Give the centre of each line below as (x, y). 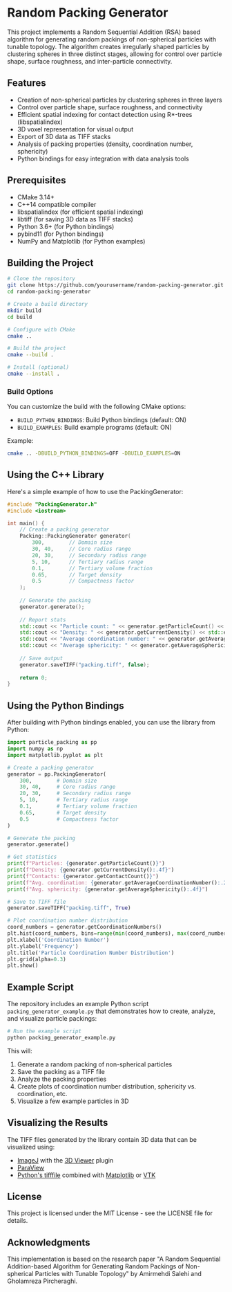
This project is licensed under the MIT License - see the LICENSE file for (110, 1213)
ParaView (31, 1167)
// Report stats (43, 620)
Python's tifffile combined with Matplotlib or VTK (86, 1175)
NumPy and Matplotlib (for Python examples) (81, 241)
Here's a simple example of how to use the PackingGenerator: (95, 491)
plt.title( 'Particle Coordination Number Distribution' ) (91, 953)
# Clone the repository (41, 279)
